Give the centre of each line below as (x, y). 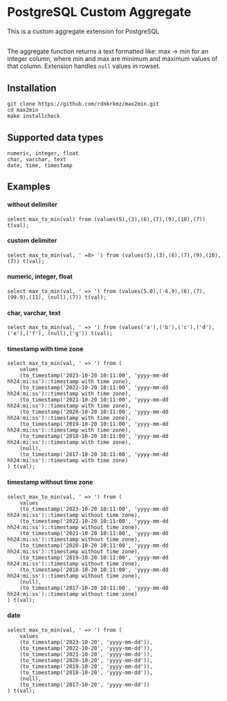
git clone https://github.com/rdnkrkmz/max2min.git (83, 104)
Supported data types (55, 137)
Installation (32, 88)
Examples (29, 187)
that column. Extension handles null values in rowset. (84, 66)
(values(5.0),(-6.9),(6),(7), (162, 291)
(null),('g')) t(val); (80, 334)
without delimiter (32, 204)
